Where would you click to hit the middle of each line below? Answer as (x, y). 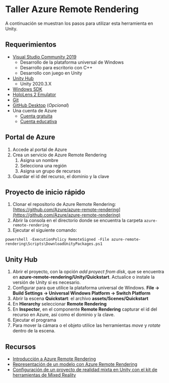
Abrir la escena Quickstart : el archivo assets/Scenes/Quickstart (80, 299)
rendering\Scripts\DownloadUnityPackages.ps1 (54, 244)
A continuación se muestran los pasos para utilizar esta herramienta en (79, 23)
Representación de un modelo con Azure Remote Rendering (75, 364)
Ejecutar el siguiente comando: (45, 230)
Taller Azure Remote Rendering (72, 9)
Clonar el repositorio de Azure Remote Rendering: (64, 204)
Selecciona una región (43, 165)
